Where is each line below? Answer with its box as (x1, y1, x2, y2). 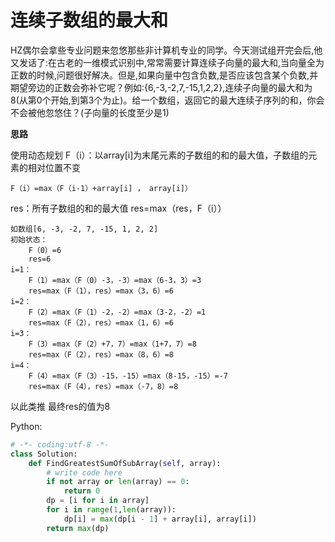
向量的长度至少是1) (92, 106, 170, 118)
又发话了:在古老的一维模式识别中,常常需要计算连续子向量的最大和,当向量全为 (10, 56, 325, 68)
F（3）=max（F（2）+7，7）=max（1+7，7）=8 (28, 339, 197, 349)
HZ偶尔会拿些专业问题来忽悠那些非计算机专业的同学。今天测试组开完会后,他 (10, 44, 323, 56)
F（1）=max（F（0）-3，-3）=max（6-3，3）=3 (28, 275, 202, 285)
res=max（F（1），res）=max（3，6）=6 (28, 286, 174, 296)
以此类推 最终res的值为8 (10, 400, 111, 412)
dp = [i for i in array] (46, 496, 150, 506)
